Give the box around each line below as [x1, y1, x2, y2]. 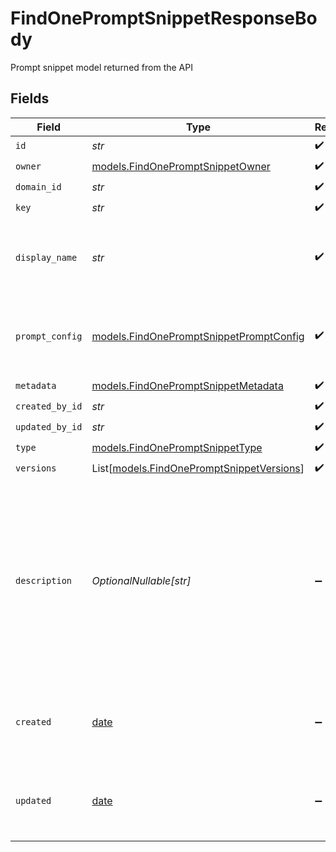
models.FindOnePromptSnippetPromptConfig [91, 329, 305, 343]
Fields [10, 90, 50, 107]
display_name [15, 252, 78, 263]
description [15, 575, 73, 586]
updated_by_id [15, 422, 83, 433]
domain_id [15, 182, 62, 193]
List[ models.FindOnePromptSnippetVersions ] [91, 462, 305, 476]
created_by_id [15, 401, 83, 412]
